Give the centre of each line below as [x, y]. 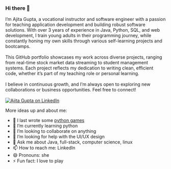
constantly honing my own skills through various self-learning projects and [84, 41]
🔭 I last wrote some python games [48, 120]
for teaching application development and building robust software [75, 25]
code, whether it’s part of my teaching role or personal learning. [72, 74]
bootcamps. [18, 46]
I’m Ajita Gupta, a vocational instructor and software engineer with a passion [86, 19]
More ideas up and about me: [36, 111]
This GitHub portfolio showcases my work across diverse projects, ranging [84, 57]
